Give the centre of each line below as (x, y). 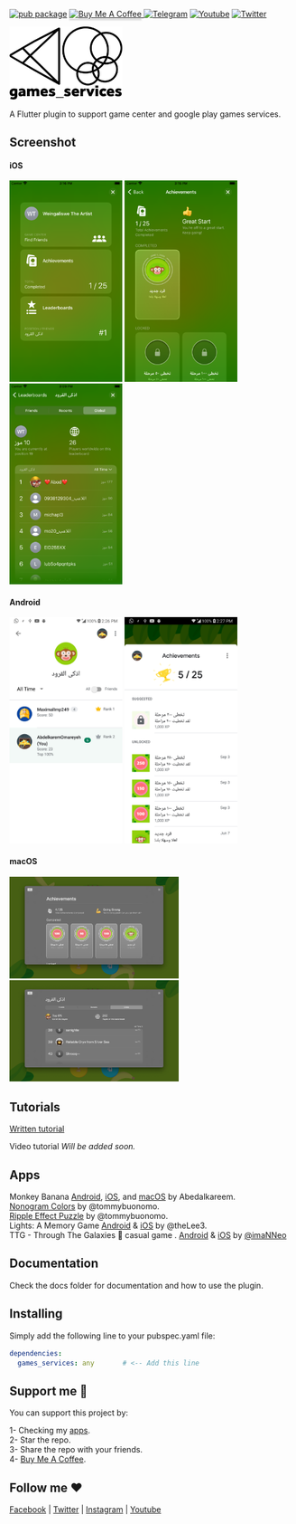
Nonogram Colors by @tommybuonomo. (84, 1206)
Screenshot (43, 142)
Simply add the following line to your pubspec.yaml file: (112, 1336)
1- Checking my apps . (50, 1431)
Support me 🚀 (49, 1391)
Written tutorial (37, 1129)
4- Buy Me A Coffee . (48, 1459)
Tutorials (35, 1107)
